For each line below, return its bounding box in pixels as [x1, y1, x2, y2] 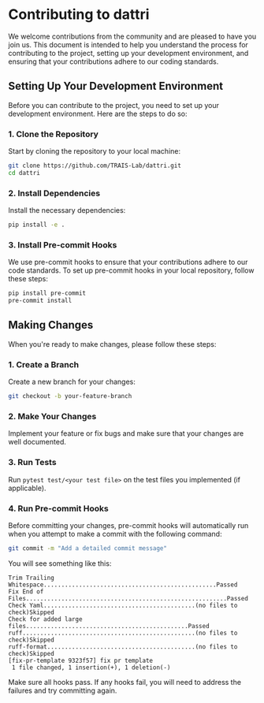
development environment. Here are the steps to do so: [8, 109, 188, 118]
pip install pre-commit [8, 289, 87, 297]
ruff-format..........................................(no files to [8, 642, 238, 651]
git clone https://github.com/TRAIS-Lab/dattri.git [8, 162, 181, 170]
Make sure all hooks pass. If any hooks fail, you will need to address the [8, 677, 242, 686]
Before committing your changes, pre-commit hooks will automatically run [8, 520, 249, 530]
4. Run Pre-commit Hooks [8, 503, 109, 514]
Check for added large [8, 615, 83, 623]
